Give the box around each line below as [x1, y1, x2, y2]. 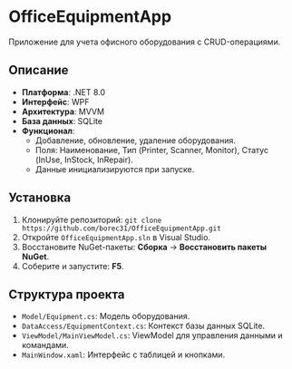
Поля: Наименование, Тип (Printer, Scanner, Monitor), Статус [34, 144, 269, 155]
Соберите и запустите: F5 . [21, 260, 124, 271]
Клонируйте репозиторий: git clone [21, 214, 162, 225]
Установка [8, 190, 72, 206]
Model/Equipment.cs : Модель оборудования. [21, 311, 190, 322]
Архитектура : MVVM [21, 106, 105, 117]
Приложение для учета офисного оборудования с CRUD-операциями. [8, 36, 281, 47]
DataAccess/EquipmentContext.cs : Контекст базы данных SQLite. [21, 320, 265, 332]
